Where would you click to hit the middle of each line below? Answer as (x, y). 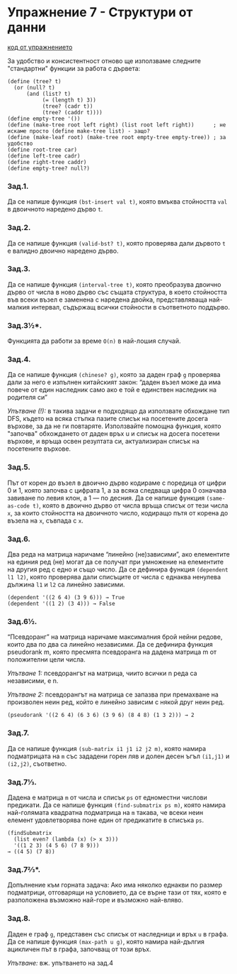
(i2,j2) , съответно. (37, 763)
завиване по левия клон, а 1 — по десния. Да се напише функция (106, 498)
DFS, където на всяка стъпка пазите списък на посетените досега (108, 419)
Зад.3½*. (25, 325)
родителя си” (28, 398)
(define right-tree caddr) (47, 162)
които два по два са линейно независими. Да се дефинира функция (110, 645)
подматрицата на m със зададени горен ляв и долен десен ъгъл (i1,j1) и (118, 756)
